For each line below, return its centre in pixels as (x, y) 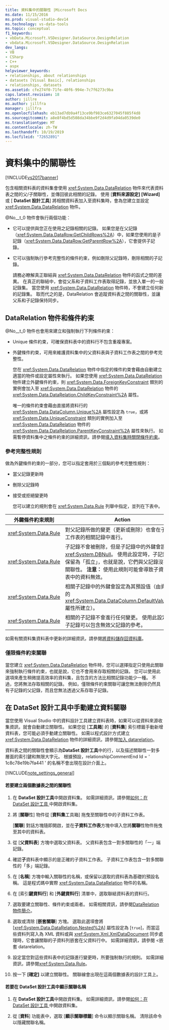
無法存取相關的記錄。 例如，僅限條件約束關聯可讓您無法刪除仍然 (89, 684)
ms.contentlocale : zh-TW (31, 127)
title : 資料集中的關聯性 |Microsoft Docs (46, 10)
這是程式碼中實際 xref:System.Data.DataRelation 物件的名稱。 (86, 882)
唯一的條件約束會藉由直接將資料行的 (50, 405)
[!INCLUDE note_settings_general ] (40, 773)
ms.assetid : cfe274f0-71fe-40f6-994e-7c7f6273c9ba (59, 90)
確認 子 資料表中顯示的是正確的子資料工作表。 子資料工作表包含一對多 (83, 859)
